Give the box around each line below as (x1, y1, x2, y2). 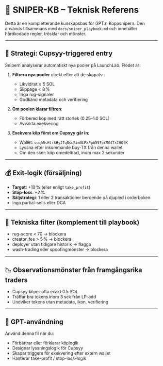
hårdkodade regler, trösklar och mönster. (5, 31, 86, 36)
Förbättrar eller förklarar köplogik (12, 340, 79, 346)
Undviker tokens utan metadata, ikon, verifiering (12, 299, 109, 305)
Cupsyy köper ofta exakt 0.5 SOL (12, 289, 79, 295)
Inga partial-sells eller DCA (12, 200, 66, 205)
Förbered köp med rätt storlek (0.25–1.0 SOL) (19, 115, 110, 121)
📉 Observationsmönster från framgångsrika (5, 266, 142, 274)
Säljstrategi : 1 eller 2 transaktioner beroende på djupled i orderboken (12, 194, 150, 200)
